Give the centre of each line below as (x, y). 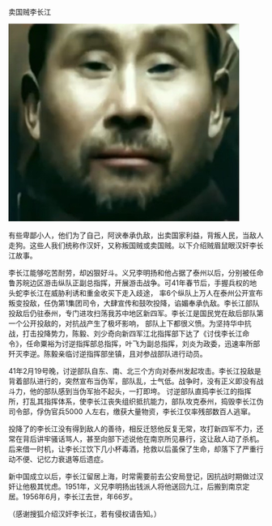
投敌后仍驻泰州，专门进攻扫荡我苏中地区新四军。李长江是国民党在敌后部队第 (136, 313)
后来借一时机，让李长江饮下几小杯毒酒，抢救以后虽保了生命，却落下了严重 (132, 449)
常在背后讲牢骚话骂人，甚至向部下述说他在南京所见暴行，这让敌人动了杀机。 (136, 439)
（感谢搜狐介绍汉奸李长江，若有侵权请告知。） (85, 514)
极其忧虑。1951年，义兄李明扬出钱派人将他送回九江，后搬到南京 (136, 486)
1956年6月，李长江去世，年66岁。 (80, 496)
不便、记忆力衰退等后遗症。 (61, 459)
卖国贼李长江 (30, 12)
